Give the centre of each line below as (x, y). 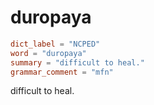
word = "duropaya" (48, 53)
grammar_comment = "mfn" (62, 72)
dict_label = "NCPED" (55, 44)
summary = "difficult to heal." (77, 62)
